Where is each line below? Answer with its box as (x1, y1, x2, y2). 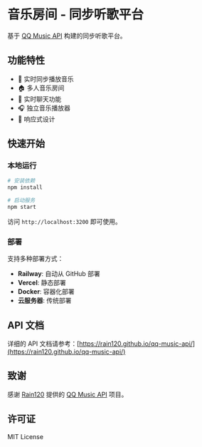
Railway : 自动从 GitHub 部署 (17, 269, 101, 278)
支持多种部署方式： (7, 255, 64, 263)
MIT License (7, 432, 44, 441)
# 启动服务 (7, 197, 36, 204)
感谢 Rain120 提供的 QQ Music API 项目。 (7, 390, 128, 399)
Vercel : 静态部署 (17, 279, 66, 287)
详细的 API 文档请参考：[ (7, 339, 80, 348)
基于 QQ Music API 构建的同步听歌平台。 (7, 31, 127, 40)
